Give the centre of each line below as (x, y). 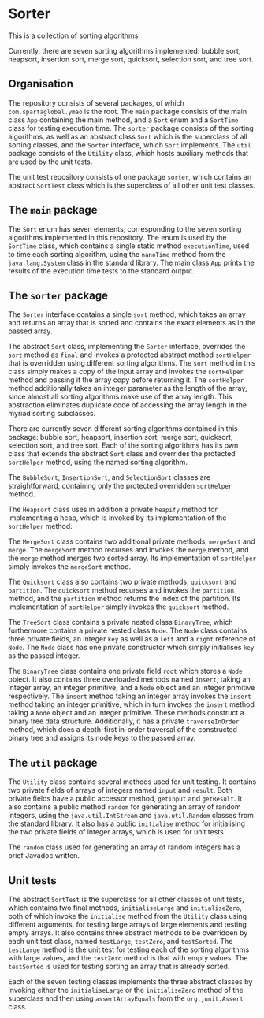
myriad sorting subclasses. (52, 414)
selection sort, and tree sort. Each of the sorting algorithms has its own (123, 445)
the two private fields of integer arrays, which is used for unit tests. (117, 832)
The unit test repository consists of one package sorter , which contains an (130, 176)
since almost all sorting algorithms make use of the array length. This (120, 397)
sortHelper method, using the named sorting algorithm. (98, 463)
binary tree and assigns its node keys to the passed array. (102, 738)
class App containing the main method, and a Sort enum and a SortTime (123, 120)
